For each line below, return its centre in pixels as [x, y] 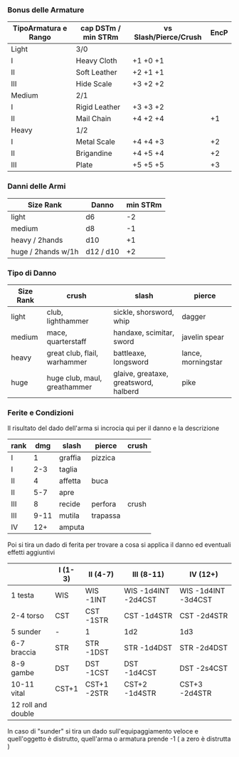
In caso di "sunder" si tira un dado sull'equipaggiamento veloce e [103, 731]
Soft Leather [96, 73]
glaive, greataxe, [141, 373]
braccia [23, 652]
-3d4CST [196, 600]
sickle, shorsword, [144, 312]
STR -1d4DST [148, 648]
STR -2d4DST [204, 648]
